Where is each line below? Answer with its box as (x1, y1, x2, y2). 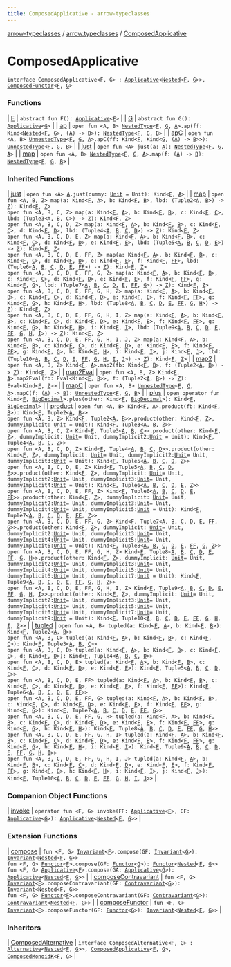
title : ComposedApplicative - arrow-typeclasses (7, 10, 150, 17)
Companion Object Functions (7, 791, 108, 801)
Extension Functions (7, 831, 77, 841)
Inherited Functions (7, 174, 75, 183)
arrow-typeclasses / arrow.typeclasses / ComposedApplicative (7, 29, 187, 37)
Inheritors (7, 923, 41, 932)
